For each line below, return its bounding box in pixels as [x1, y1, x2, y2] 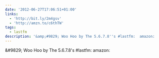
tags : [5, 25, 16, 30]
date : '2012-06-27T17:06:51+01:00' [5, 7, 77, 12]
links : [5, 12, 18, 16]
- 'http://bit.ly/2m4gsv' [9, 16, 62, 21]
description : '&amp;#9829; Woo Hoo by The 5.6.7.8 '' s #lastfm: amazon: [5, 34, 155, 39]
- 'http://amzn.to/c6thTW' [9, 20, 64, 26]
